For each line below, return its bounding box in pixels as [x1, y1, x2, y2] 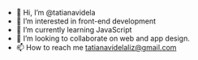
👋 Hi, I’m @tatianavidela [15, 8, 96, 17]
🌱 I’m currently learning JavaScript [15, 25, 132, 34]
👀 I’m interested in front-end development [15, 16, 157, 26]
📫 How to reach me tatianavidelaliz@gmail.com [15, 43, 177, 52]
